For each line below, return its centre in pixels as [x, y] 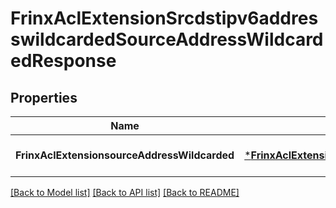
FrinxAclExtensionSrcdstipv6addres [164, 18]
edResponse [63, 61]
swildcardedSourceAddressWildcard [167, 39]
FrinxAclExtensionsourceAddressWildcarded [125, 155]
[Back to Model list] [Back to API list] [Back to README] [125, 192]
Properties [44, 97]
